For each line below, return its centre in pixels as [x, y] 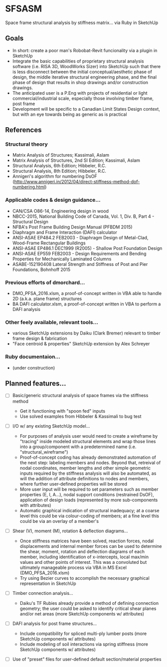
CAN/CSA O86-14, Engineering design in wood [60, 211]
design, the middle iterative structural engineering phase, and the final [84, 77]
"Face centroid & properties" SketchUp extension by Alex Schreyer [81, 344]
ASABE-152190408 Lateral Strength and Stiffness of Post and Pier [80, 264]
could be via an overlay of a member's [59, 521]
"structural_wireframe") [44, 452]
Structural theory [27, 144]
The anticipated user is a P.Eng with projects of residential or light [80, 93]
